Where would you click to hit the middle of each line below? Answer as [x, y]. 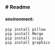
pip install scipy [24, 38]
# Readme [18, 7]
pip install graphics [28, 43]
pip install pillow [25, 29]
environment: [19, 19]
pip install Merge [24, 34]
